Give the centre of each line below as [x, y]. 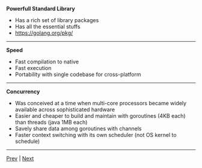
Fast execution [33, 68]
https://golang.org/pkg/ [44, 33]
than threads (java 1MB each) [51, 122]
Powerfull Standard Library [41, 9]
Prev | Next [20, 158]
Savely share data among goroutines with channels [78, 129]
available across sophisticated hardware [65, 109]
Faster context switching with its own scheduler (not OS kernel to [96, 135]
